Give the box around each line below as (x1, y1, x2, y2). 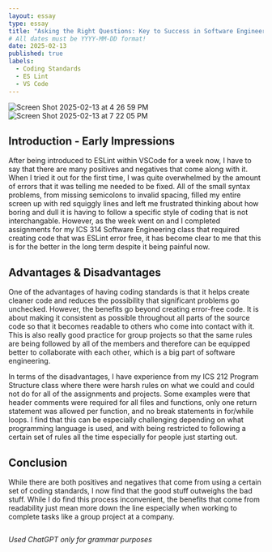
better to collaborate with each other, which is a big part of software (8, 347, 236, 357)
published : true (8, 50, 63, 58)
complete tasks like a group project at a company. (8, 511, 175, 521)
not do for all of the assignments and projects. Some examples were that (8, 389, 251, 399)
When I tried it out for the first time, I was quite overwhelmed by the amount (8, 173, 261, 183)
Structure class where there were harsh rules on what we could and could (8, 381, 255, 390)
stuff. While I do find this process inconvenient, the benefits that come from (8, 494, 261, 504)
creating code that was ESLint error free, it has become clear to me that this (8, 233, 261, 244)
